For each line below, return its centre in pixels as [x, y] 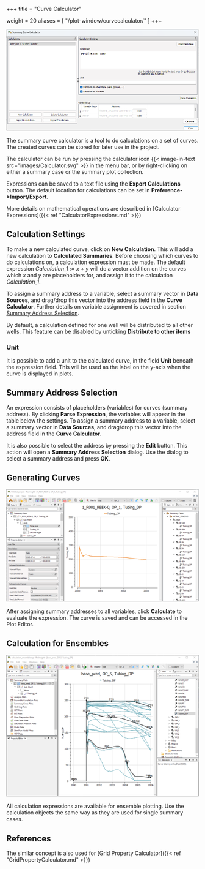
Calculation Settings [46, 234]
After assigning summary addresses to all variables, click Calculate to [94, 611]
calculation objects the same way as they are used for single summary [95, 813]
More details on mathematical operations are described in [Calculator [93, 208]
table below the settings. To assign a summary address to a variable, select [101, 420]
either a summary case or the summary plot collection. [75, 171]
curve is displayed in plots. [40, 374]
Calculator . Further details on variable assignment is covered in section [96, 306]
